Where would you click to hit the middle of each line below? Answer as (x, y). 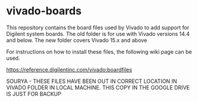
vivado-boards (44, 11)
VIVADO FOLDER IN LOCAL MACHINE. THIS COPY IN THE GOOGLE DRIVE (98, 87)
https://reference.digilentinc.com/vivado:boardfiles (69, 69)
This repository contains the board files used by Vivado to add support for (98, 27)
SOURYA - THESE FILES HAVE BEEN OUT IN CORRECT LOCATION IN (92, 81)
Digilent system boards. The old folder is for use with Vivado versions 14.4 (98, 33)
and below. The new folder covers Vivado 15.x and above (77, 40)
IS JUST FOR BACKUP (34, 94)
